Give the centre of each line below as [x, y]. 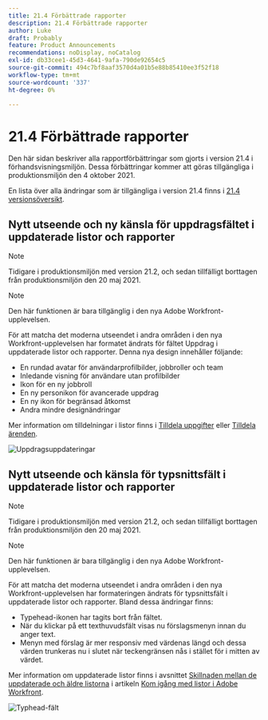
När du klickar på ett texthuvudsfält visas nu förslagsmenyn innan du [133, 625]
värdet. [32, 659]
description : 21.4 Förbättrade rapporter [78, 23]
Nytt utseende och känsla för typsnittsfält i [117, 475]
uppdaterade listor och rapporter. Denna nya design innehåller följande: [126, 352]
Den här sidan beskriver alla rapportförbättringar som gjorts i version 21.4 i [131, 158]
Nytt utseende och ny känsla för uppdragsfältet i [132, 224]
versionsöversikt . [37, 200]
